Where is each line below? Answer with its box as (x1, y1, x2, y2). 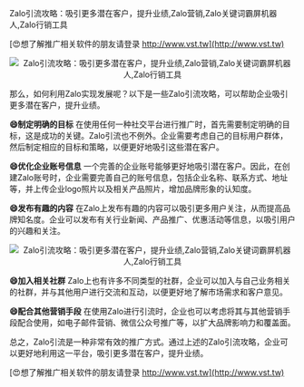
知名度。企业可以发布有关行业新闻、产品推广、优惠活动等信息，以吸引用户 (16, 214, 296, 225)
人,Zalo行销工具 (9, 19, 68, 30)
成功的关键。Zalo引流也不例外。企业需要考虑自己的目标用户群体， (40, 131, 289, 140)
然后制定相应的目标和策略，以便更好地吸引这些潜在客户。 (9, 141, 224, 152)
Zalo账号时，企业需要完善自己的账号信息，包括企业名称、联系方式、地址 (16, 172, 289, 183)
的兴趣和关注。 (9, 226, 65, 236)
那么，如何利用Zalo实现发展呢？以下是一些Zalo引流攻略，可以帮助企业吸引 (9, 89, 289, 99)
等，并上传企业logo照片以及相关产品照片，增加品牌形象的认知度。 (9, 184, 257, 194)
